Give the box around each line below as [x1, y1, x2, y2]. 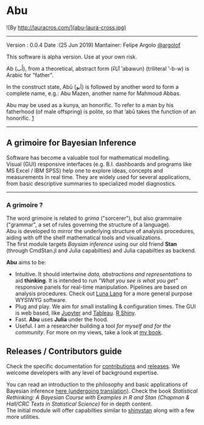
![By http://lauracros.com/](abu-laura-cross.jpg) [6, 24, 126, 31]
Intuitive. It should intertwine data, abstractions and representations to [15, 270, 192, 278]
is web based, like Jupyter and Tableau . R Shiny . [15, 309, 137, 317]
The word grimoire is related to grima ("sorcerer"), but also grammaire [6, 214, 182, 222]
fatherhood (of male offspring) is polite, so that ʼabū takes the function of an [6, 108, 196, 115]
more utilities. [6, 413, 41, 420]
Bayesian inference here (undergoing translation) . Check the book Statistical [6, 387, 198, 395]
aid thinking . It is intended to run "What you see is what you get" [15, 277, 178, 284]
